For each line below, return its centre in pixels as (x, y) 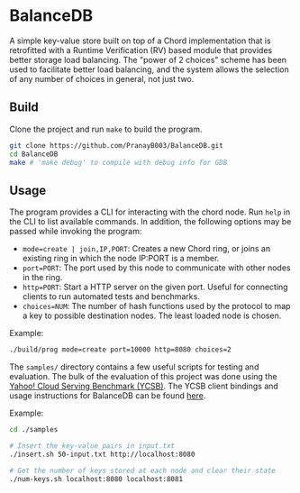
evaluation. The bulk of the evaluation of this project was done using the (143, 377)
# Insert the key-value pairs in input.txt (92, 446)
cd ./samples (34, 430)
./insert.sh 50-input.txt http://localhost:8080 (102, 454)
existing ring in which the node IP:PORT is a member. (121, 259)
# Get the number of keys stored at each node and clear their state (143, 470)
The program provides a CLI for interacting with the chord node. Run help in (150, 212)
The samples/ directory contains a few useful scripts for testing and (134, 367)
